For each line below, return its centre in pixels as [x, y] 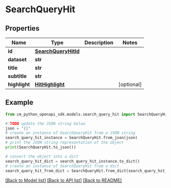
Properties [22, 28]
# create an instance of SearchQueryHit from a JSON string [70, 133]
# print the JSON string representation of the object [65, 143]
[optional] [130, 84]
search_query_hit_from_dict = [37, 171]
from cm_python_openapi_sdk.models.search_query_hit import [70, 114]
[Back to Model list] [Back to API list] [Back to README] [64, 180]
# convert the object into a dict [42, 156]
